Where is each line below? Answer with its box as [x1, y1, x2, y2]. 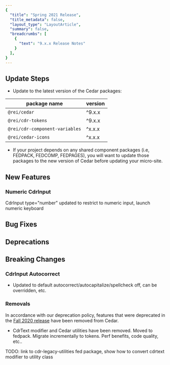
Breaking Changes [5, 255, 65, 264]
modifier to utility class [5, 354, 54, 360]
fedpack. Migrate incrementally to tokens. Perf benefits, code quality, [12, 333, 159, 339]
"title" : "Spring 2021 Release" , [10, 12, 81, 17]
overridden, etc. [12, 287, 47, 294]
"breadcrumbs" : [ [10, 31, 47, 36]
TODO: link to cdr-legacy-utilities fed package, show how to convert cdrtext [5, 348, 165, 354]
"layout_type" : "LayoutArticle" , [10, 22, 81, 27]
